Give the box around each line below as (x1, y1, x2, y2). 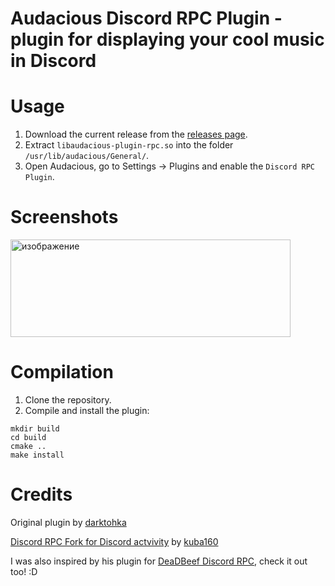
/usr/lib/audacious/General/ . (24, 150, 150, 162)
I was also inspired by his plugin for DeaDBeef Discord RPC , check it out (10, 555, 308, 567)
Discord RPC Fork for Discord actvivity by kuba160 (10, 535, 219, 547)
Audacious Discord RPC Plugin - (10, 7, 283, 30)
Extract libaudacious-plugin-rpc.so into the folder (24, 139, 234, 151)
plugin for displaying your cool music (10, 28, 325, 51)
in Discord (10, 50, 97, 72)
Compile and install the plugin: (24, 405, 150, 416)
